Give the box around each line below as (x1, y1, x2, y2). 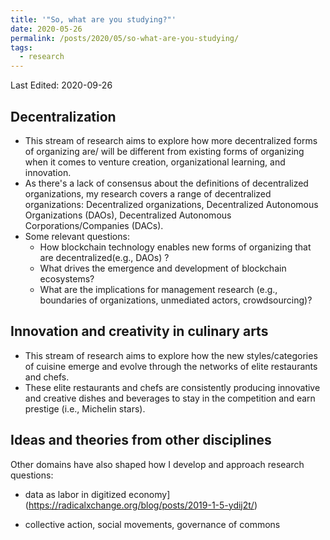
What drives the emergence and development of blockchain (39, 262, 287, 274)
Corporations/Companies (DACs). (24, 219, 164, 231)
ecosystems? (39, 272, 95, 285)
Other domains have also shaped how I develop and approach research (10, 458, 305, 470)
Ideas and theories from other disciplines (10, 432, 272, 449)
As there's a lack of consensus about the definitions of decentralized (24, 177, 309, 189)
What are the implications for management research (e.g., (39, 283, 278, 295)
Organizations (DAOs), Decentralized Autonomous (24, 209, 232, 221)
